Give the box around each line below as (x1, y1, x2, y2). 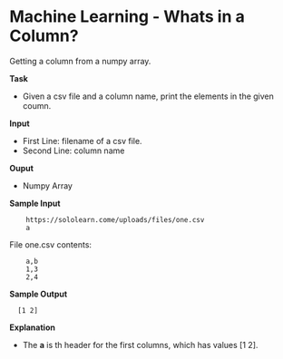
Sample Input (9, 198, 61, 209)
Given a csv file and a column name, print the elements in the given (22, 91, 275, 102)
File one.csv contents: (9, 238, 93, 250)
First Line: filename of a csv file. (22, 135, 142, 146)
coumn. (22, 100, 52, 111)
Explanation (9, 322, 56, 333)
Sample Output (9, 288, 68, 299)
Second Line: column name (22, 145, 125, 156)
